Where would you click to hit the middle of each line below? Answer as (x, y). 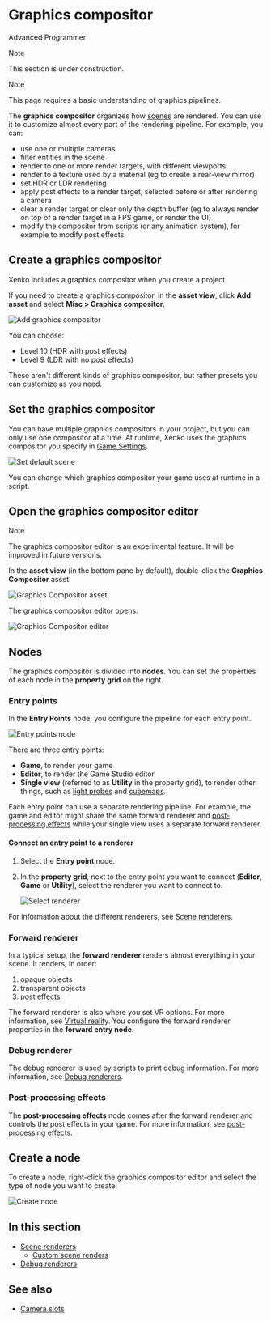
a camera (36, 200)
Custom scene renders (70, 1255)
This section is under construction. (66, 68)
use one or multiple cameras (68, 148)
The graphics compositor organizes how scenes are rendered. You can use (135, 116)
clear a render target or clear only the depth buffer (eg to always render (140, 209)
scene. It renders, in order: (53, 963)
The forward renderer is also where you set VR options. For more (116, 1012)
